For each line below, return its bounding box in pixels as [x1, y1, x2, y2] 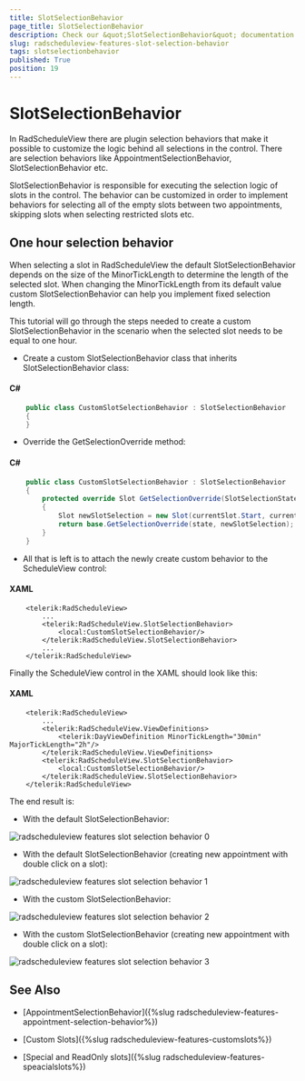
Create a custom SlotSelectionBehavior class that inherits [22, 352, 238, 364]
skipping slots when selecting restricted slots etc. [9, 208, 195, 219]
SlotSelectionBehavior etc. [9, 162, 109, 173]
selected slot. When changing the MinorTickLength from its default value [9, 278, 281, 289]
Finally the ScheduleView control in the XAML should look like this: [9, 667, 259, 678]
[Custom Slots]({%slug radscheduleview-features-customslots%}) [22, 1034, 272, 1045]
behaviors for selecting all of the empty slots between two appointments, [9, 199, 283, 210]
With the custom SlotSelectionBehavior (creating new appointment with [22, 929, 290, 940]
